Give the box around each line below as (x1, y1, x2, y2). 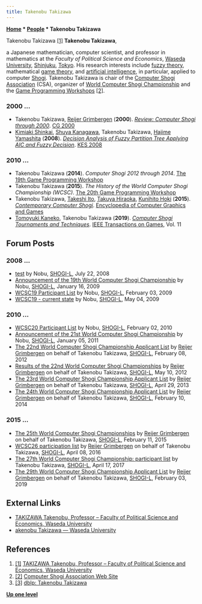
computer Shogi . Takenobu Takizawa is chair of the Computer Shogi (6, 74, 176, 81)
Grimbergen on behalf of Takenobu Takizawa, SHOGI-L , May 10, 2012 (14, 369, 188, 376)
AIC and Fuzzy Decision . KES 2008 (14, 141, 102, 148)
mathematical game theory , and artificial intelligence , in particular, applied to (6, 67, 196, 75)
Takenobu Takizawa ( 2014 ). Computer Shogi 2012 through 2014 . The (14, 169, 186, 177)
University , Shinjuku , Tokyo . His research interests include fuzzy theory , (6, 61, 185, 69)
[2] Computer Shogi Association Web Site (14, 573, 118, 580)
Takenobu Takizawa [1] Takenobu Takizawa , (6, 37, 117, 44)
